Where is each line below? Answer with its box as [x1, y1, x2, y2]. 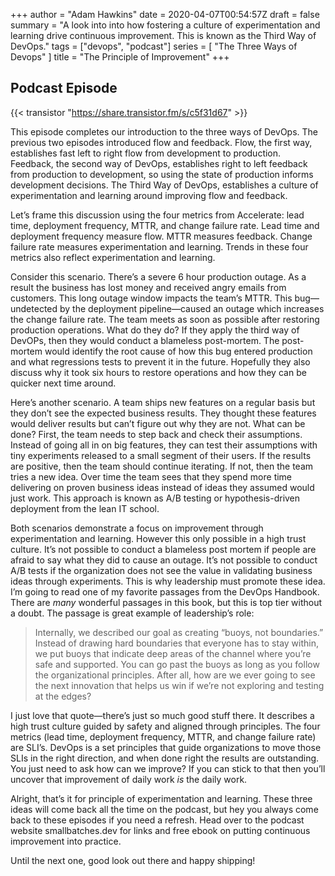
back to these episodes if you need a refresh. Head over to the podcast [10, 814, 305, 826]
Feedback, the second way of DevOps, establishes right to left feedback [10, 157, 308, 169]
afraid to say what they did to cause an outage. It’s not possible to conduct [10, 554, 318, 566]
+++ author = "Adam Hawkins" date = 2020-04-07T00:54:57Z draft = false [10, 9, 320, 20]
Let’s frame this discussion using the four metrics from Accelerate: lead [10, 209, 305, 221]
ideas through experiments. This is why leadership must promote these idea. [10, 575, 326, 587]
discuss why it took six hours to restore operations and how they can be [10, 366, 307, 378]
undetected [10, 302, 58, 314]
